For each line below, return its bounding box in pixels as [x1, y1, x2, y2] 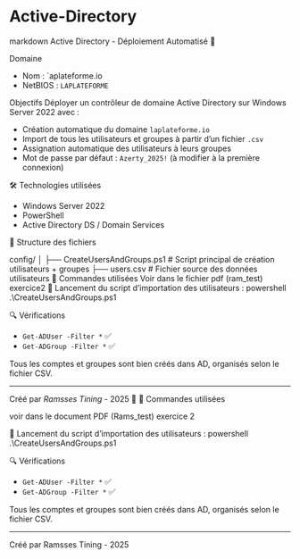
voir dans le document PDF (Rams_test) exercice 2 [9, 411, 195, 421]
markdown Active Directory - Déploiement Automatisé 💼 [9, 36, 216, 46]
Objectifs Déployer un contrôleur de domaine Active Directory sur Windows [9, 96, 287, 108]
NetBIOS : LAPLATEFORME [21, 79, 109, 90]
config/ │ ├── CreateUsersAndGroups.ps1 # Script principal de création [9, 254, 275, 264]
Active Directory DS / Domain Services [21, 219, 165, 229]
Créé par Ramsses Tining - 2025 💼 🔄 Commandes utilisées [9, 393, 226, 404]
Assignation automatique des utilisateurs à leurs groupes [21, 143, 232, 154]
